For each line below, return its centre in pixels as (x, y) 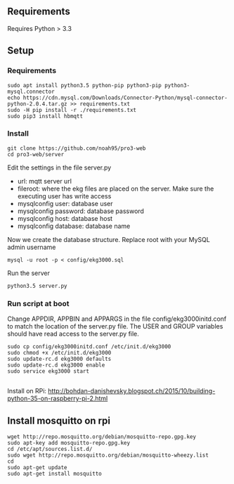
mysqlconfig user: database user (65, 203)
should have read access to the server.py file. (73, 334)
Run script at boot (38, 303)
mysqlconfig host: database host (65, 218)
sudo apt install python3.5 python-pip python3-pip (84, 85)
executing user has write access (64, 196)
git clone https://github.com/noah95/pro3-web (77, 148)
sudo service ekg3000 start (48, 371)
